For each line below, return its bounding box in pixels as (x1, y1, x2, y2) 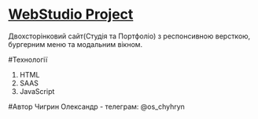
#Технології (8, 55, 48, 64)
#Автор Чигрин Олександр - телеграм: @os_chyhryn (8, 102, 185, 111)
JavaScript (19, 86, 55, 96)
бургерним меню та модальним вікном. (8, 39, 143, 49)
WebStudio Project (8, 5, 134, 23)
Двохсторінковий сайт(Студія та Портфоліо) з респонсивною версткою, (8, 31, 251, 41)
